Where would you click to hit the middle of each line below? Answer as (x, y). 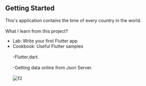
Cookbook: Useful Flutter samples (48, 46)
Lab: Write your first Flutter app (45, 41)
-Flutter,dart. (26, 57)
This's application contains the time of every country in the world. (74, 20)
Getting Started (30, 8)
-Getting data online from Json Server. (52, 67)
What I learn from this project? (37, 31)
